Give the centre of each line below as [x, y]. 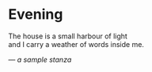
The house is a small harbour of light [68, 36]
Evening [36, 14]
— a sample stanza [40, 59]
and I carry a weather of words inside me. [76, 44]
